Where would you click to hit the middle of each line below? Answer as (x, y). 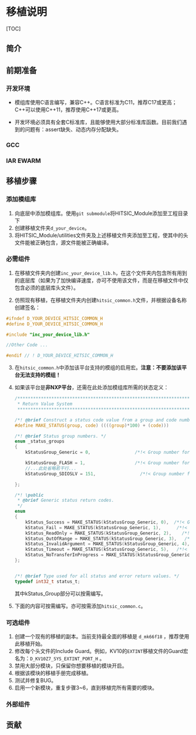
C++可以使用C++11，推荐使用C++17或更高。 (68, 110)
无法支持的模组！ (40, 375)
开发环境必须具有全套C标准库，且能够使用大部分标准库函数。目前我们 (98, 122)
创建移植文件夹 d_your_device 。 (52, 228)
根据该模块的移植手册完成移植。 (53, 673)
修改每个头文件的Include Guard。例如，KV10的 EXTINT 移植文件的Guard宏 (101, 651)
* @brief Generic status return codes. (66, 501)
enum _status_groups (39, 441)
